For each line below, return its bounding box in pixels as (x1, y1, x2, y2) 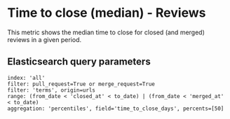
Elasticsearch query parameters (7, 56, 151, 68)
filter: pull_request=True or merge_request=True (7, 80, 156, 87)
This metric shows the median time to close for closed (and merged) (7, 28, 205, 36)
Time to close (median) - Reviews (7, 5, 206, 21)
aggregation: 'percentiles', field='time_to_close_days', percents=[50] (7, 105, 224, 112)
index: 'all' (7, 74, 46, 81)
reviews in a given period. (7, 35, 82, 43)
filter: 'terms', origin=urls (7, 86, 96, 94)
